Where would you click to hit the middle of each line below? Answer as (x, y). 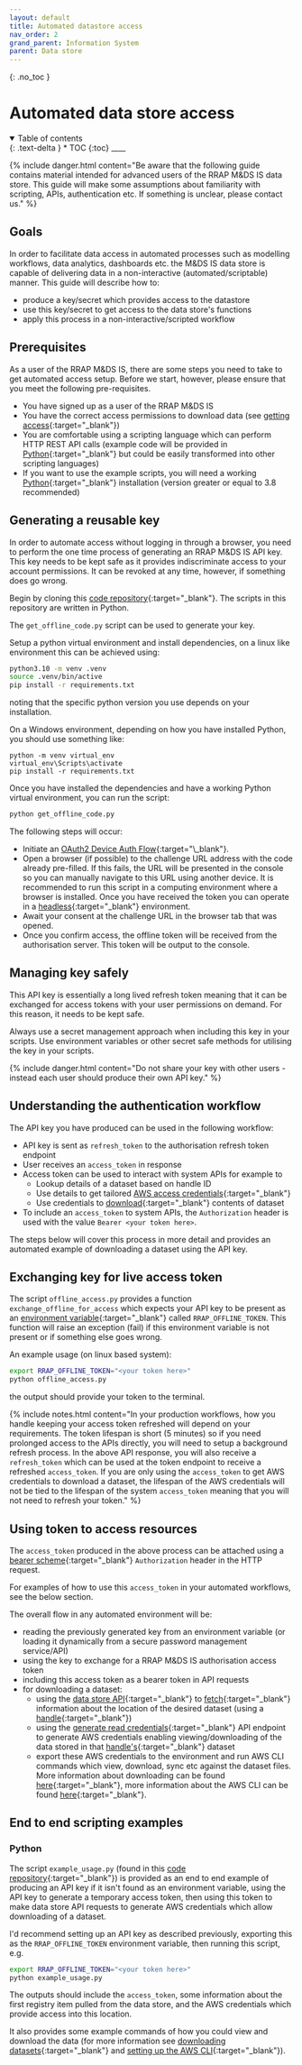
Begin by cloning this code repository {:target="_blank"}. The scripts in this (148, 598)
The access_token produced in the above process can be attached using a (146, 1551)
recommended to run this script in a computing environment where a (150, 887)
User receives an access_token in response (102, 1164)
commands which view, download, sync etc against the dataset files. (163, 1766)
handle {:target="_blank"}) (84, 1718)
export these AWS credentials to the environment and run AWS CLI (160, 1756)
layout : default (40, 18)
